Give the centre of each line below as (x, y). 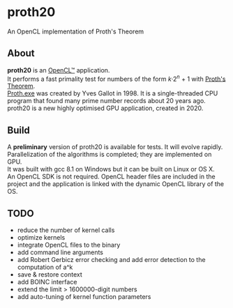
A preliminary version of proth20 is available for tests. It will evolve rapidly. (115, 147)
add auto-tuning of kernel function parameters (84, 297)
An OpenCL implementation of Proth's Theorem (76, 31)
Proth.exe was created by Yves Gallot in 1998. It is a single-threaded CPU (113, 93)
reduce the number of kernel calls (66, 230)
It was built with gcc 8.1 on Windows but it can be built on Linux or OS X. (111, 169)
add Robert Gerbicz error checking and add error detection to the (111, 260)
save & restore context (50, 275)
